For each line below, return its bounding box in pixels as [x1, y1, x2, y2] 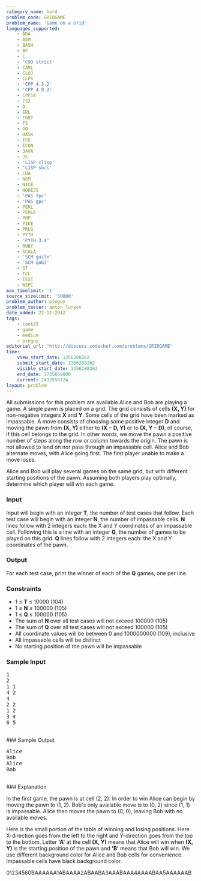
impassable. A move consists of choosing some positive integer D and [6, 418, 180, 425]
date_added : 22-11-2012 [6, 310, 66, 316]
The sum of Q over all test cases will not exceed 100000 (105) [14, 624, 168, 631]
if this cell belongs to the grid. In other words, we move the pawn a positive [6, 431, 192, 438]
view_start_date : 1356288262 [17, 354, 90, 360]
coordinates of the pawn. [6, 541, 68, 548]
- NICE [17, 182, 34, 188]
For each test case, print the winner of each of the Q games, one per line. [6, 569, 188, 576]
